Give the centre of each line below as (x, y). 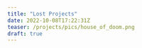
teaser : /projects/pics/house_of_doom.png (71, 27)
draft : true (25, 34)
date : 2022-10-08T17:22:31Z (49, 20)
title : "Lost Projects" (43, 14)
